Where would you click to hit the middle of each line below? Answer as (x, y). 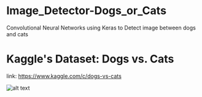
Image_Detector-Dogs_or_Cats (87, 11)
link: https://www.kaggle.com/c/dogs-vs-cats (64, 76)
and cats (17, 34)
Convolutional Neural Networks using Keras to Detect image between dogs (101, 28)
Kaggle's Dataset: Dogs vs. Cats (90, 59)
